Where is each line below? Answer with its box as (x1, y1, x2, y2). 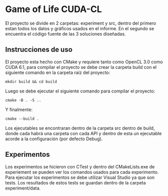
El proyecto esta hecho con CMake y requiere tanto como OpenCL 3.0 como (5, 59, 163, 65)
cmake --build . (5, 116, 39, 121)
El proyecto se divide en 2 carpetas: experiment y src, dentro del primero (5, 20, 156, 26)
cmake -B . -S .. (5, 97, 42, 103)
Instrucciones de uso (5, 45, 73, 54)
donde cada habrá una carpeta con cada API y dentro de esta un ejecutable (5, 130, 162, 136)
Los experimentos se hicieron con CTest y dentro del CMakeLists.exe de (5, 163, 155, 169)
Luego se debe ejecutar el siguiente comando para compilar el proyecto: (5, 88, 155, 94)
